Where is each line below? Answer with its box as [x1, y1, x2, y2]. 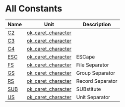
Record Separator [76, 77, 118, 84]
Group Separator [76, 69, 116, 76]
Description [82, 21, 111, 28]
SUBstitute [76, 85, 101, 92]
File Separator [76, 61, 109, 68]
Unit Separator [76, 94, 111, 101]
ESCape [76, 53, 95, 60]
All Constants [5, 3, 62, 14]
